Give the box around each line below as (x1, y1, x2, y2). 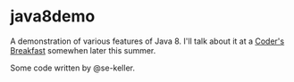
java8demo (10, 6, 96, 27)
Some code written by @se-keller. (10, 62, 135, 73)
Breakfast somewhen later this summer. (10, 45, 156, 55)
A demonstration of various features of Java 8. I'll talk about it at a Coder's (10, 36, 285, 46)
